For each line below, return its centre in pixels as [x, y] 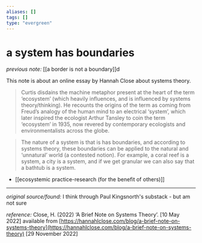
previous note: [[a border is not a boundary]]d [63, 69]
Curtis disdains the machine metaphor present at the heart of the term [108, 92]
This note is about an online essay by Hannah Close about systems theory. [99, 81]
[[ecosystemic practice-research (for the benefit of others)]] [90, 179]
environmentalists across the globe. [65, 131]
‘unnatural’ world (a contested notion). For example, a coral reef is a [105, 155]
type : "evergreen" [29, 23]
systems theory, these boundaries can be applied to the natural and [105, 149]
